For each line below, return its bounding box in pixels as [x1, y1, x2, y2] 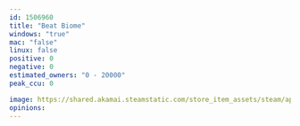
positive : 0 [9, 54, 54, 63]
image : [9, 95, 34, 104]
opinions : [9, 103, 46, 112]
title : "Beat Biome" [9, 21, 87, 30]
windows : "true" [9, 29, 70, 38]
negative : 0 [9, 63, 54, 72]
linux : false [9, 46, 58, 55]
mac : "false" [9, 37, 58, 47]
